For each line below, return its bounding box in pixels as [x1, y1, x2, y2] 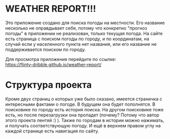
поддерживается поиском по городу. [5, 46, 86, 52]
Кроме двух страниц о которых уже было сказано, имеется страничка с [5, 96, 162, 102]
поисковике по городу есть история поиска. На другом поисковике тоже [5, 106, 164, 112]
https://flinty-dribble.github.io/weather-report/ [5, 61, 102, 67]
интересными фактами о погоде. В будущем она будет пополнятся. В [5, 101, 156, 107]
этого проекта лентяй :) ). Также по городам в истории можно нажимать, [5, 117, 164, 123]
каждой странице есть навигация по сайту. [5, 128, 99, 134]
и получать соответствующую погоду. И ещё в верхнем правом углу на [5, 122, 161, 128]
